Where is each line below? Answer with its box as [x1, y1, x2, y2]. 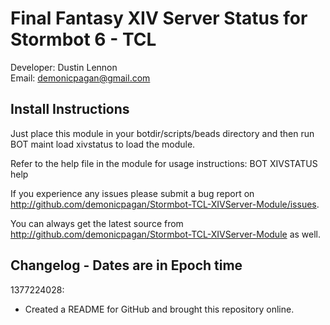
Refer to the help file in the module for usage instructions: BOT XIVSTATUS [10, 157, 318, 169]
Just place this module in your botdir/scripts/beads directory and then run [10, 127, 315, 139]
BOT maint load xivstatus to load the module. [10, 138, 196, 150]
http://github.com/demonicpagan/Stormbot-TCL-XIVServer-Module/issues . [10, 198, 320, 210]
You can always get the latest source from [10, 217, 184, 229]
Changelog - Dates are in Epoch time [10, 257, 243, 274]
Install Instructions [10, 101, 130, 118]
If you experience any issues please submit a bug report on [10, 187, 255, 199]
